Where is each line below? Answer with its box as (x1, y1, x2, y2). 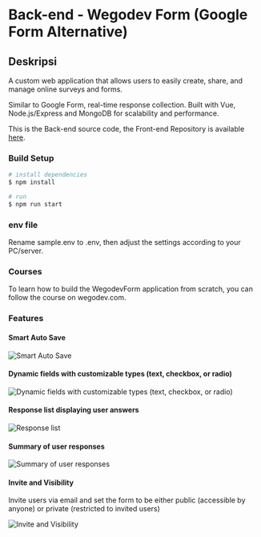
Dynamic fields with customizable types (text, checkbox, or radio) (8, 369, 232, 379)
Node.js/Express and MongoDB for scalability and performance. (8, 108, 219, 118)
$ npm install (8, 178, 56, 186)
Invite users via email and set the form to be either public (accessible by (8, 495, 246, 505)
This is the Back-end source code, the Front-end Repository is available (8, 124, 245, 133)
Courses (8, 266, 42, 278)
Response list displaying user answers (8, 405, 139, 415)
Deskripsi (8, 55, 58, 68)
